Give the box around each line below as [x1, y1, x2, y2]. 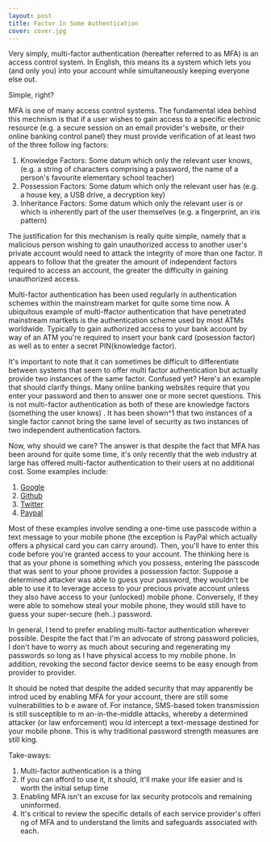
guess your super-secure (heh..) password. [8, 610, 153, 619]
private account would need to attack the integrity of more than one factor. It [8, 248, 263, 258]
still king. [8, 735, 39, 744]
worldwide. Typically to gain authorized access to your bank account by [8, 324, 248, 334]
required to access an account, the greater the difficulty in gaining [8, 265, 228, 275]
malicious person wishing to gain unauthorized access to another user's [8, 240, 248, 250]
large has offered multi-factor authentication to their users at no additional [8, 458, 255, 468]
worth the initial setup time [19, 783, 109, 793]
